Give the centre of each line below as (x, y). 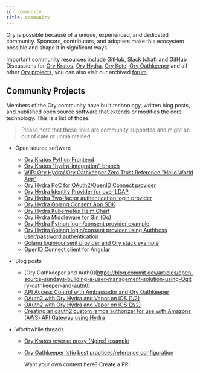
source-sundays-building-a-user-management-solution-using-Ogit (108, 279)
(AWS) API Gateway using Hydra (64, 318)
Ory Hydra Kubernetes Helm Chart (67, 211)
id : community (24, 12)
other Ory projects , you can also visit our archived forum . (77, 72)
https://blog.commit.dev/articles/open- (145, 273)
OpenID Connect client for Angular (67, 249)
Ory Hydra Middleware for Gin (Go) (68, 217)
